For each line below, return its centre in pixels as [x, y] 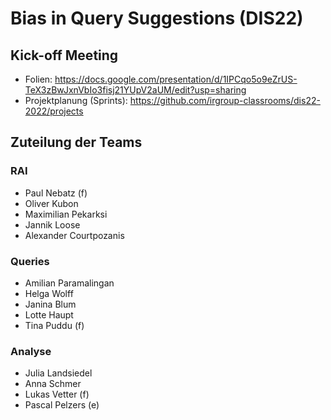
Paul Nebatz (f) [56, 193]
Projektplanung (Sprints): [76, 100]
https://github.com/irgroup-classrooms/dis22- [225, 100]
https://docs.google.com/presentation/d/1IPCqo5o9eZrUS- [176, 79]
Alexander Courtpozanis [74, 235]
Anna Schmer [53, 384]
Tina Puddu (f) [54, 325]
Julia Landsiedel [58, 373]
